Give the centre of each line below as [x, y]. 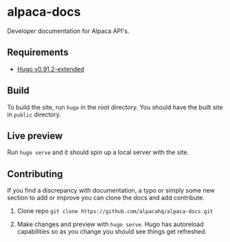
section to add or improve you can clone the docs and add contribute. [106, 198]
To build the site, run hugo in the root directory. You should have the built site [115, 107]
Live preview [35, 135]
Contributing [35, 174]
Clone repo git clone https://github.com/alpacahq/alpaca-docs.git [115, 211]
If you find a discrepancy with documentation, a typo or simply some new [111, 191]
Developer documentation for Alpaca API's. [68, 31]
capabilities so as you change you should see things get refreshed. [112, 232]
